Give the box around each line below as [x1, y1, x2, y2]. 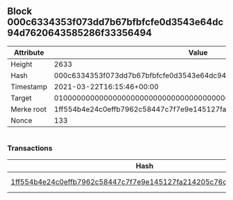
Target [10, 93, 33, 102]
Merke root [10, 104, 47, 113]
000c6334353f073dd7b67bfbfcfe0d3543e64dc [7, 17, 224, 28]
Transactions [7, 143, 53, 153]
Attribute [13, 48, 44, 57]
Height [10, 59, 33, 69]
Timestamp [10, 82, 48, 91]
